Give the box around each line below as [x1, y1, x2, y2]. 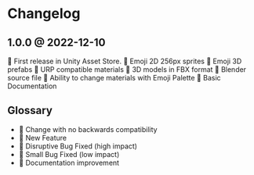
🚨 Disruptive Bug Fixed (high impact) [18, 141, 138, 151]
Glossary [7, 104, 53, 117]
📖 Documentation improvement [18, 158, 119, 167]
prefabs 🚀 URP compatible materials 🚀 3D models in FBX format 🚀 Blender [7, 65, 247, 74]
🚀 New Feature [18, 133, 67, 142]
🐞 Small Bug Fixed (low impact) [18, 149, 120, 159]
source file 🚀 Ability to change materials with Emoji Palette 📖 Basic [7, 73, 221, 82]
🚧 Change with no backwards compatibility [18, 124, 158, 134]
